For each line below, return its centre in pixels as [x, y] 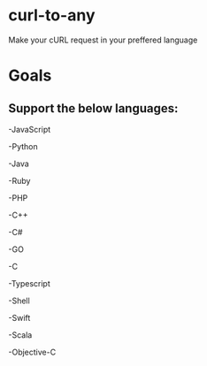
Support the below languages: [93, 108]
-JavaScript [30, 129]
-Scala [20, 335]
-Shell [19, 301]
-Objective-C [32, 352]
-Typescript [29, 283]
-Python [23, 146]
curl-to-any [52, 15]
